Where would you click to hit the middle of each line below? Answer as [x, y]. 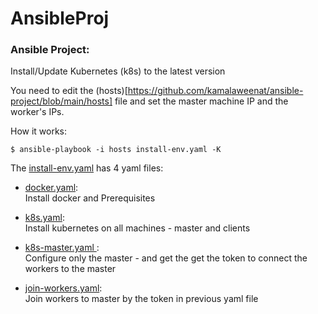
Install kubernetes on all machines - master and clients [137, 228]
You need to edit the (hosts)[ [69, 91]
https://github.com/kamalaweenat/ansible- [215, 91]
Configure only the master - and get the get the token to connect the [166, 258]
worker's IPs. [37, 112]
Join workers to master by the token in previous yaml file [141, 299]
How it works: [39, 131]
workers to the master [70, 269]
